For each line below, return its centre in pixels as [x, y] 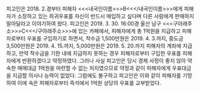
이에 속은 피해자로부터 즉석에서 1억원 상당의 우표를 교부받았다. [89, 83]
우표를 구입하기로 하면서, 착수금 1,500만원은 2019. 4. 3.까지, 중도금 [105, 38]
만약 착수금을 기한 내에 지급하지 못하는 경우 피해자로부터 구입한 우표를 [100, 53]
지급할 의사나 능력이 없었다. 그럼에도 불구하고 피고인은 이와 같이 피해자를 [97, 75]
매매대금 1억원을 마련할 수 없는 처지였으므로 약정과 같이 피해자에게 [94, 68]
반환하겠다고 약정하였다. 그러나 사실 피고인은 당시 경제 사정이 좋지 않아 [104, 61]
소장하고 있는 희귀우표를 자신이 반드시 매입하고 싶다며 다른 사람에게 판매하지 [106, 16]
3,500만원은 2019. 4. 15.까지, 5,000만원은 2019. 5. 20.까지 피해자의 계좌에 [94, 46]
